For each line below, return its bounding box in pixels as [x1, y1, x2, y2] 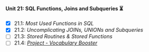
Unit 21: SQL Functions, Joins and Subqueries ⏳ [5, 5, 123, 12]
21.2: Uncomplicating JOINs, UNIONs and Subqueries [13, 27, 144, 34]
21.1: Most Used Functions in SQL [13, 20, 94, 27]
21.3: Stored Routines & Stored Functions [13, 33, 113, 40]
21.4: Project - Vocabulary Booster [13, 39, 98, 46]
